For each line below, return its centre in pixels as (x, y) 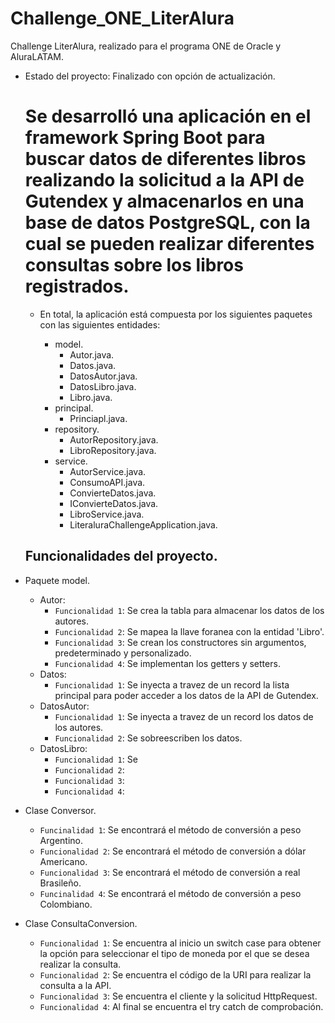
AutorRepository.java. (114, 439)
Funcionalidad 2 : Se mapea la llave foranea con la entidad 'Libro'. (189, 631)
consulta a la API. (75, 985)
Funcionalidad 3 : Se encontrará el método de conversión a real (170, 872)
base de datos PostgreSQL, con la (167, 223)
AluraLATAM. (37, 56)
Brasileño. (60, 883)
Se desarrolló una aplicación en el (168, 116)
